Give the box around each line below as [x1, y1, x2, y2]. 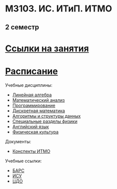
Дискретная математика [12, 108, 65, 114]
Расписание [5, 65, 58, 77]
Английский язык [12, 123, 49, 130]
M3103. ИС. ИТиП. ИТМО [5, 3, 113, 14]
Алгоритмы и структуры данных [12, 113, 81, 119]
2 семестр [5, 23, 40, 31]
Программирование [12, 102, 56, 108]
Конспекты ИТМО [12, 148, 51, 154]
